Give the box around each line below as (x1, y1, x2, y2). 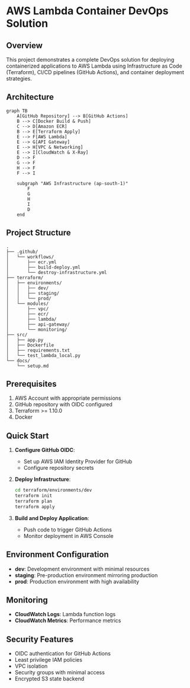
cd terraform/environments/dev (14, 488, 92, 493)
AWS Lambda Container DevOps (6, 4, 169, 18)
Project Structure (6, 228, 71, 238)
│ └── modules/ (6, 301, 49, 307)
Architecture (6, 92, 54, 102)
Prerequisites (6, 379, 57, 389)
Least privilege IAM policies (14, 657, 83, 664)
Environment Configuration (6, 550, 109, 560)
